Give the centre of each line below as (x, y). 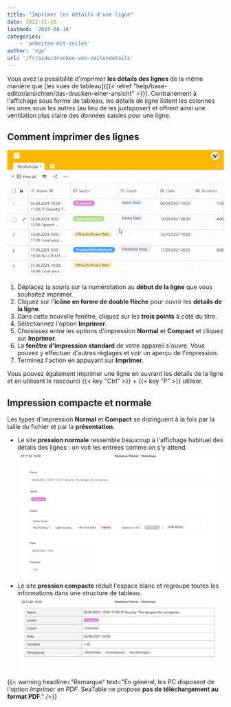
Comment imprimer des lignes (73, 137)
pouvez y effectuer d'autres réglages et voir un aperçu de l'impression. (118, 353)
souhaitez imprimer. (45, 295)
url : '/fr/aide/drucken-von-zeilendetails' (70, 59)
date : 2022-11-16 (32, 22)
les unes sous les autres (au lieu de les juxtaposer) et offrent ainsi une (107, 108)
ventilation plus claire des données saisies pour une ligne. (89, 115)
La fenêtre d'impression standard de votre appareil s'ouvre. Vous (111, 346)
